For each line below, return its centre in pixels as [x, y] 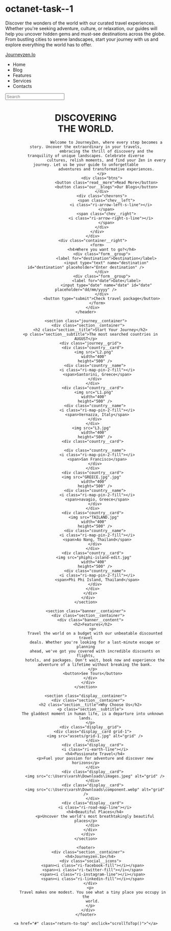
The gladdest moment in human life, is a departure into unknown [93, 714]
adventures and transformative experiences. [106, 169]
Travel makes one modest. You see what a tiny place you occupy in [93, 892]
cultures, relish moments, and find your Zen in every [106, 160]
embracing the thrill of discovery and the [106, 151]
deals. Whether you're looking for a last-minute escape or [95, 642]
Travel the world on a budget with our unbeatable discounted [95, 633]
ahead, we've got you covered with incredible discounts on [95, 651]
